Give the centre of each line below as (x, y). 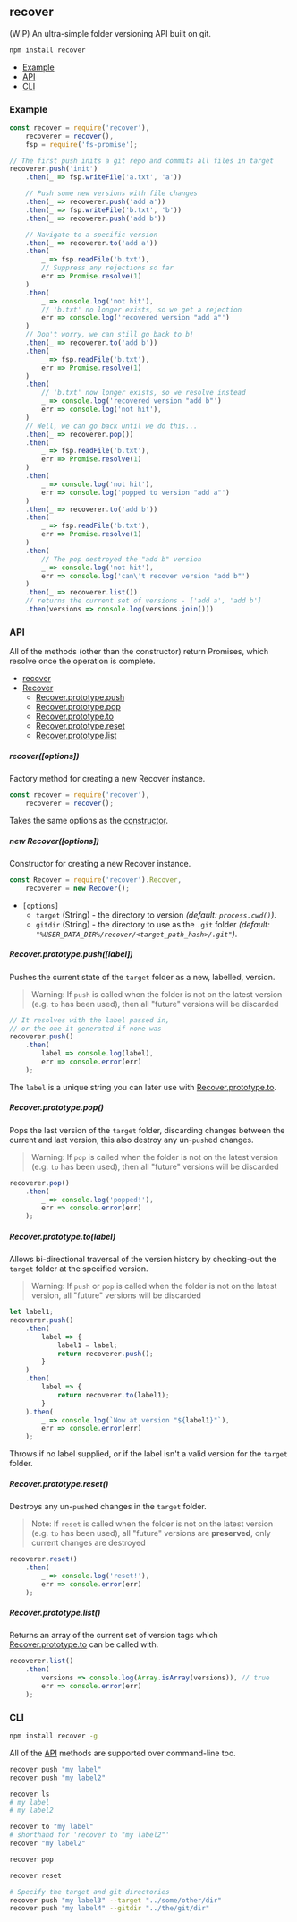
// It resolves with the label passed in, (89, 1020)
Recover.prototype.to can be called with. (84, 1644)
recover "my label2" (48, 1844)
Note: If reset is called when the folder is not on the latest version (152, 1524)
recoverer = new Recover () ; (77, 888)
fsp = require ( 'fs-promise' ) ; (82, 144)
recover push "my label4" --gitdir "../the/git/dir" (110, 1909)
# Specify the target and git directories (89, 1892)
